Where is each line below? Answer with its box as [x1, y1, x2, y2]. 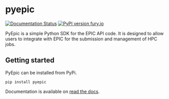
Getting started [5, 56, 55, 65]
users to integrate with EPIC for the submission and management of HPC [5, 36, 157, 42]
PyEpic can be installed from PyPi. [5, 69, 77, 76]
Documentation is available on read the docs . [5, 88, 100, 94]
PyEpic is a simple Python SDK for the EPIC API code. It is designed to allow [5, 30, 164, 36]
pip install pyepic [5, 79, 47, 85]
